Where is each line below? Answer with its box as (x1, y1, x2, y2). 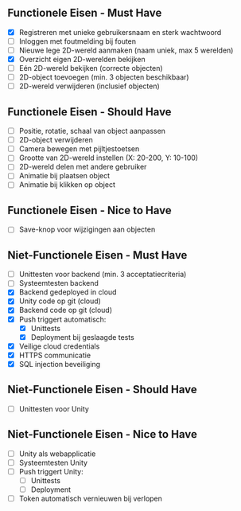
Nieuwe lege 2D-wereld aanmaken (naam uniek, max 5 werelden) (18, 45, 234, 55)
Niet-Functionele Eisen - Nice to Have (7, 427, 198, 441)
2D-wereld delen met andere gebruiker (18, 162, 147, 172)
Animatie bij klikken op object (18, 180, 116, 189)
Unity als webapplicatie (18, 449, 96, 458)
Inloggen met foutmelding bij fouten (18, 36, 137, 46)
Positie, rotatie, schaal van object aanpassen (18, 127, 166, 136)
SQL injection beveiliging (18, 359, 101, 369)
